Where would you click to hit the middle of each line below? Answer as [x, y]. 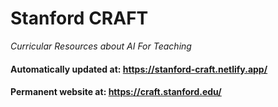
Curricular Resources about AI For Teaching [101, 46]
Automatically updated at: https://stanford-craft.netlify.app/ [139, 69]
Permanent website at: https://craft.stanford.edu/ [116, 92]
